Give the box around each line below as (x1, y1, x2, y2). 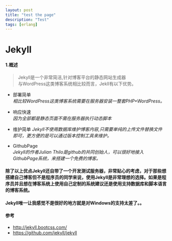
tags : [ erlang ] (5, 22, 38, 27)
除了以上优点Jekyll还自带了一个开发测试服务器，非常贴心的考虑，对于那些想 (5, 168, 166, 174)
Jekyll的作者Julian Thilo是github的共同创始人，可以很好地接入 (12, 149, 144, 155)
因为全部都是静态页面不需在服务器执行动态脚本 (12, 115, 112, 121)
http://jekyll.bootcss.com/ (12, 224, 68, 231)
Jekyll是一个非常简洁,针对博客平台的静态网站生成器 (17, 74, 126, 80)
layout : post (5, 7, 33, 13)
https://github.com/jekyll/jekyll (12, 230, 77, 236)
